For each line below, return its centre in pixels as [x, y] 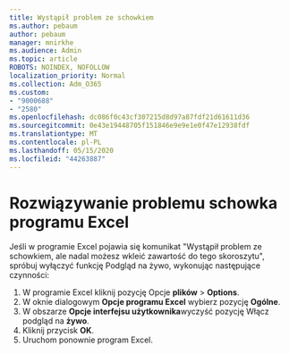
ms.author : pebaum [43, 26]
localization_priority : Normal [68, 76]
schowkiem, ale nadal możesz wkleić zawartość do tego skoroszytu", [137, 257]
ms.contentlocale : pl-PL [55, 142]
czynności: [30, 275]
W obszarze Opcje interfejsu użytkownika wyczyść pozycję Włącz [146, 312]
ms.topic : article [43, 59]
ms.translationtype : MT [54, 134]
